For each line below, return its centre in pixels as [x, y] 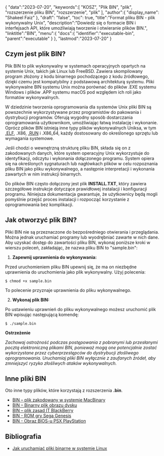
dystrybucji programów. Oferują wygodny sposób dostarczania [69, 117]
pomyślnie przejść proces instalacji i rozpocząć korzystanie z [67, 199]
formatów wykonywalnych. [33, 97]
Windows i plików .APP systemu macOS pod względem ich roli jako [73, 92]
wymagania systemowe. [30, 138]
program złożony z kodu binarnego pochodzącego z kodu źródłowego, [77, 76]
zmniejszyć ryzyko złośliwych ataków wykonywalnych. [61, 363]
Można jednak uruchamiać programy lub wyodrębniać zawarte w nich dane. [82, 237]
